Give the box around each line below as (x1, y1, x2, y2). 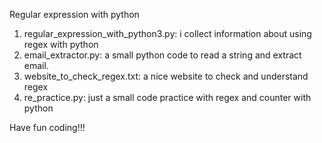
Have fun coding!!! (9, 122, 86, 133)
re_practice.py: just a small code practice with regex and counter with (23, 92, 312, 103)
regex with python (23, 39, 99, 50)
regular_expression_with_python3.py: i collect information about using (23, 28, 312, 39)
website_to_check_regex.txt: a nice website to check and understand (23, 70, 309, 82)
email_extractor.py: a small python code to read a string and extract (23, 49, 302, 61)
